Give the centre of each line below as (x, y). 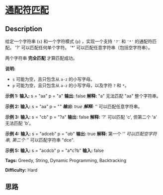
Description (24, 29)
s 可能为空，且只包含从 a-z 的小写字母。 (54, 79)
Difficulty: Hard (21, 170)
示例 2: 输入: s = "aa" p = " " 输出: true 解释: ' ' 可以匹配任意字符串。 (74, 106)
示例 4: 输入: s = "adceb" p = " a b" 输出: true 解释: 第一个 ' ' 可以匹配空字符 (81, 134)
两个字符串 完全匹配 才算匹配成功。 (41, 58)
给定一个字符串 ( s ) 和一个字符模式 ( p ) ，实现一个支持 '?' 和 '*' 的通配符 (79, 41)
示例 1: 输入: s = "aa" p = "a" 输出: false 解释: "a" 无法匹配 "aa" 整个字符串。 (83, 96)
